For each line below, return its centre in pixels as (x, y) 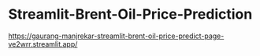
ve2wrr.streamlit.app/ (43, 44)
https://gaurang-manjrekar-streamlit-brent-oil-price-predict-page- (116, 36)
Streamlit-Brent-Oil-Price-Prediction (130, 14)
